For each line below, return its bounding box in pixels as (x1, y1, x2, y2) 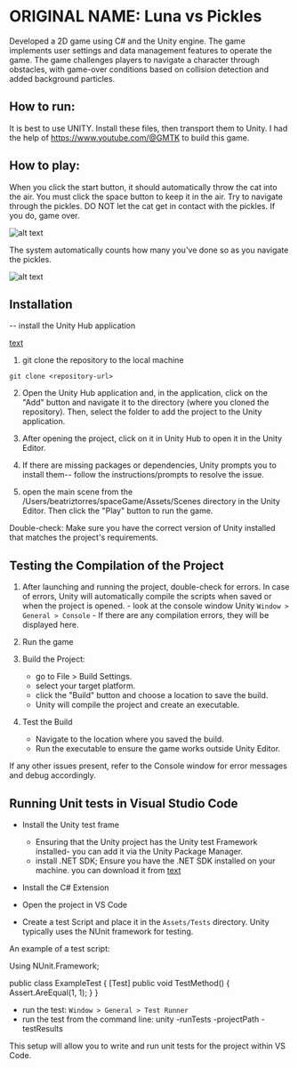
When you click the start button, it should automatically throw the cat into (9, 181, 278, 192)
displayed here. (21, 620, 79, 630)
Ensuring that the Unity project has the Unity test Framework (35, 837, 258, 847)
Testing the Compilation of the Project (9, 558, 224, 573)
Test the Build (21, 717, 73, 727)
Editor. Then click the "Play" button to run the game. (21, 505, 213, 517)
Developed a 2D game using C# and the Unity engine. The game (9, 36, 246, 46)
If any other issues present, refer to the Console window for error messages (9, 760, 287, 771)
